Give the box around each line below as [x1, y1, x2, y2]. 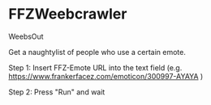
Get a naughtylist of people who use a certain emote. [8, 47, 187, 57]
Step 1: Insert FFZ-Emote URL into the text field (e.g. [8, 62, 183, 73]
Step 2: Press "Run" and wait [8, 86, 105, 97]
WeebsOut [8, 31, 44, 41]
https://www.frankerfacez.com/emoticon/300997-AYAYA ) [8, 71, 204, 81]
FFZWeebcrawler [8, 5, 127, 23]
